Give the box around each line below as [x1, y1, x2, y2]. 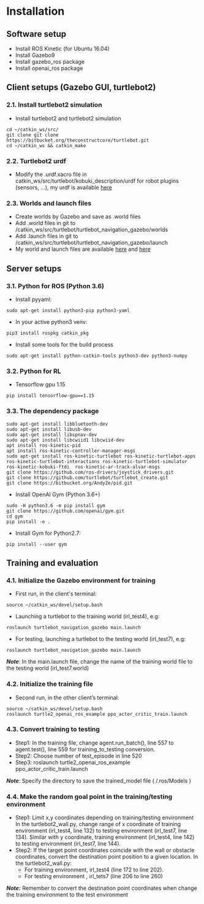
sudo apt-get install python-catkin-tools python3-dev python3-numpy [6, 353, 188, 359]
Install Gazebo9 [15, 52, 55, 59]
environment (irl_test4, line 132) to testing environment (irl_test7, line [15, 827, 187, 835]
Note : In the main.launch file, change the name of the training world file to [6, 658, 193, 665]
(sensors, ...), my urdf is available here [15, 183, 112, 191]
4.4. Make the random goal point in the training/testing [6, 792, 173, 801]
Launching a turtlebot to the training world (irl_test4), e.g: [15, 613, 160, 620]
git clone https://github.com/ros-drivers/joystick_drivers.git [6, 469, 174, 475]
